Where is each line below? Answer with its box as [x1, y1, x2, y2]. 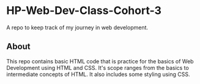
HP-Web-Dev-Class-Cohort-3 [6, 4, 162, 18]
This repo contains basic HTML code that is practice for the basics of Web [6, 57, 194, 65]
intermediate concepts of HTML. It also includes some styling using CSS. [6, 71, 191, 78]
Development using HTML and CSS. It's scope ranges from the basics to [6, 64, 190, 71]
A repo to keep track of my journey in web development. [6, 24, 149, 31]
